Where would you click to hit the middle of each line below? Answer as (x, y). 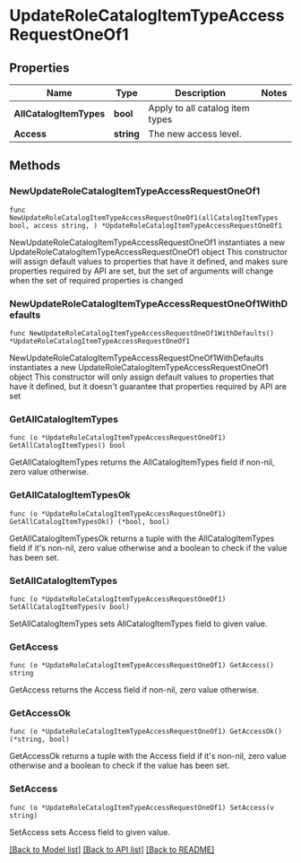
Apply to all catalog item (199, 108)
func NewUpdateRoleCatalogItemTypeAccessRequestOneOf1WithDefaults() (142, 333)
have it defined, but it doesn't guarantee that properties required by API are (148, 386)
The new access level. (195, 134)
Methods (35, 166)
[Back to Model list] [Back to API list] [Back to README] (112, 850)
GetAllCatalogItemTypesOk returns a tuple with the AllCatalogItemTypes (142, 538)
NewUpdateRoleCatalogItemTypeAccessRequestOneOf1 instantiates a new (147, 242)
